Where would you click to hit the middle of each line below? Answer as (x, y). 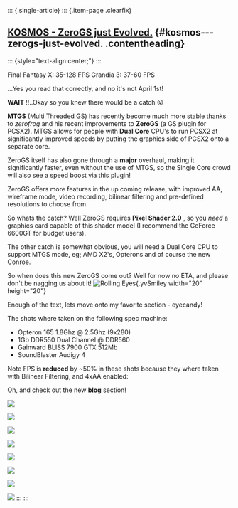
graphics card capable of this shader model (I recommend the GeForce (111, 225)
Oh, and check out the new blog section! (67, 390)
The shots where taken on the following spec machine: (88, 318)
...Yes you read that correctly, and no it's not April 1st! (86, 88)
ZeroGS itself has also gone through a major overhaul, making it (101, 160)
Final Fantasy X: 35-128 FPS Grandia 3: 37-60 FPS (81, 75)
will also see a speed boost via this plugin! (69, 175)
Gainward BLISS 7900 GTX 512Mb (67, 347)
